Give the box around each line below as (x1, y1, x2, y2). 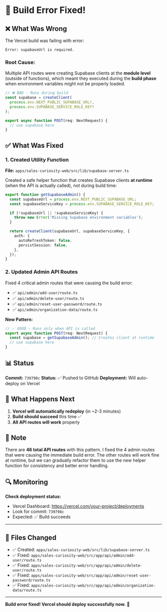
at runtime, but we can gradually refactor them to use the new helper (5, 457, 146, 464)
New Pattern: (5, 316, 33, 322)
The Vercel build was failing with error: (5, 37, 84, 43)
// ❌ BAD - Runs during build (5, 90, 69, 95)
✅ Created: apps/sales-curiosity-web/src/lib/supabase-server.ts (12, 547, 150, 553)
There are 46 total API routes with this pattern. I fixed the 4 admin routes (5, 447, 155, 453)
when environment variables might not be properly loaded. (5, 81, 125, 87)
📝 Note (5, 434, 26, 442)
